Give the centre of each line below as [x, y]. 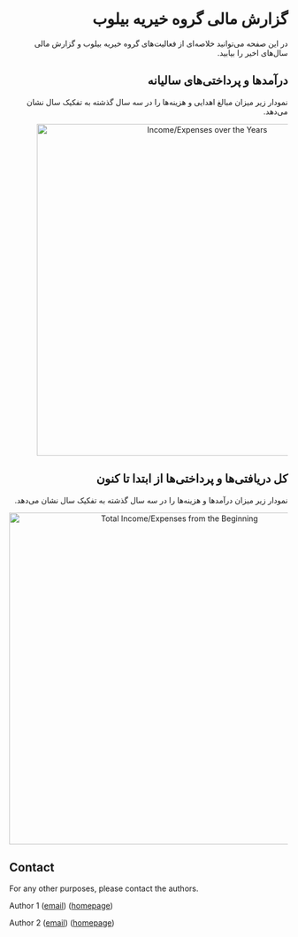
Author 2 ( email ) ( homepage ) [62, 923]
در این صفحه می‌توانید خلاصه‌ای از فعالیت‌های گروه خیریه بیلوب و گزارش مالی [161, 43]
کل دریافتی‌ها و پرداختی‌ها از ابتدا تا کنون [192, 479]
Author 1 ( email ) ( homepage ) [61, 906]
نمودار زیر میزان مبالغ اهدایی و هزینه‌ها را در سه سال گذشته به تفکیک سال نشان [157, 102]
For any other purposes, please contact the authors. [104, 888]
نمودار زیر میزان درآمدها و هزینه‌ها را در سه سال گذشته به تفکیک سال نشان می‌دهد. [151, 500]
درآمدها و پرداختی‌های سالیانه [218, 81]
